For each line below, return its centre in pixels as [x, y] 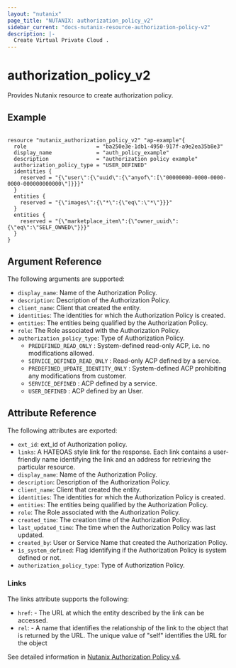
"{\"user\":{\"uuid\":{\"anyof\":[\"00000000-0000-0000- [141, 177]
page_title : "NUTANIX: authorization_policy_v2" [80, 21]
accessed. [33, 620]
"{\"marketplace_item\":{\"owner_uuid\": [117, 221]
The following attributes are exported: [62, 430]
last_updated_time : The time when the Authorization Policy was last [117, 527]
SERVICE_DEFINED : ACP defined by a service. [92, 383]
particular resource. [46, 467]
